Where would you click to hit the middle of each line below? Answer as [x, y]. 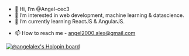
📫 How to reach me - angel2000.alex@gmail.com [75, 33]
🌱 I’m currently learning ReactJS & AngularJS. [69, 21]
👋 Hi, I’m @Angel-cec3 [42, 9]
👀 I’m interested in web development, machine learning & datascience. [99, 15]
